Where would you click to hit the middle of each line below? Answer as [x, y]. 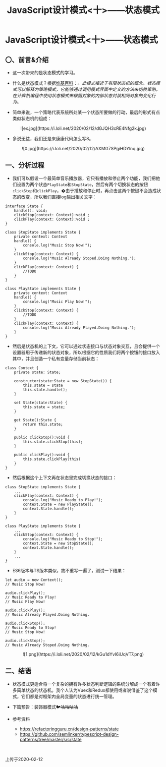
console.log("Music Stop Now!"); [57, 245]
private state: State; [37, 372]
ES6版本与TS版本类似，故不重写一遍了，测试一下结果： [69, 570]
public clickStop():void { [42, 437]
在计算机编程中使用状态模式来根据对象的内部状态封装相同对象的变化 [82, 95]
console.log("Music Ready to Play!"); [63, 500]
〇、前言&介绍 [27, 60]
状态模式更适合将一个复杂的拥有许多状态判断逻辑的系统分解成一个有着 [84, 684]
